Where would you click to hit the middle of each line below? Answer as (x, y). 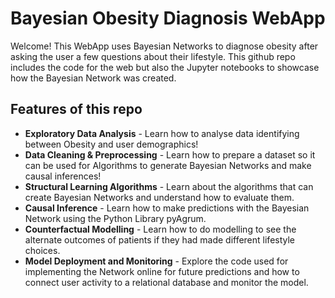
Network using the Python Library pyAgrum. (115, 218)
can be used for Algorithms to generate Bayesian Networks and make (168, 165)
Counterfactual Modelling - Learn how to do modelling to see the (160, 229)
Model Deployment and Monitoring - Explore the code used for (156, 261)
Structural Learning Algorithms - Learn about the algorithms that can (169, 186)
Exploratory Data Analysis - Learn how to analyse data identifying (162, 133)
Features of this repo (76, 109)
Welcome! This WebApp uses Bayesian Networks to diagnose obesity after (164, 46)
